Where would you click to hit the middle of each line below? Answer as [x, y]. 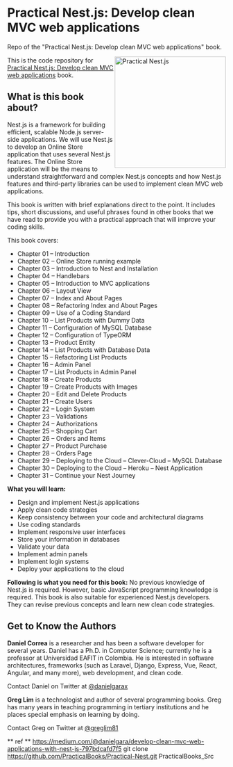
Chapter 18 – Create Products [59, 379]
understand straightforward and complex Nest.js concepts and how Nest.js [114, 176]
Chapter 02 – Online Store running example [79, 261]
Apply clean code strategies [57, 510]
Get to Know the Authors [62, 626]
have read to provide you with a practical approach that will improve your [112, 219]
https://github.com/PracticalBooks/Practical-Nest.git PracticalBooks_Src [111, 756]
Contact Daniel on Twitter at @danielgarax [68, 686]
